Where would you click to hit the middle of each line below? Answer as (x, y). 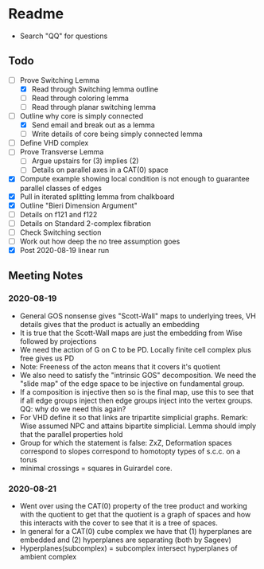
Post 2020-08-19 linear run (64, 250)
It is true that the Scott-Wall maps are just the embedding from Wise (131, 333)
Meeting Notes (46, 276)
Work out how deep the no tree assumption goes (100, 241)
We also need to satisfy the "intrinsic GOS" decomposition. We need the (138, 375)
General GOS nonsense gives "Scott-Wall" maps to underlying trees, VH (138, 316)
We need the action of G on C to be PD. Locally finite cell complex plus (136, 349)
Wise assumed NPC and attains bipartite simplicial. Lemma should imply (138, 426)
